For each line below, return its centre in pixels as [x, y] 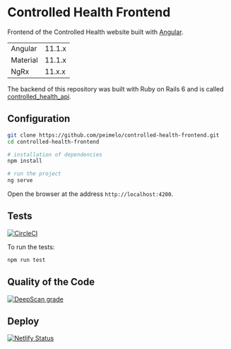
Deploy [23, 321]
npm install [25, 161]
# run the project [34, 174]
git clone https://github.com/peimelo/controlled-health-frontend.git [113, 135]
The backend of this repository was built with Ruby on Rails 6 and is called [115, 88]
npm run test [26, 260]
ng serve [20, 181]
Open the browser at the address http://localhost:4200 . [90, 194]
